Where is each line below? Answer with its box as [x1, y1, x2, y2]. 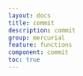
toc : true [8, 56, 41, 64]
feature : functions [8, 41, 73, 49]
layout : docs [8, 11, 51, 20]
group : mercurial [8, 33, 66, 42]
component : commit [8, 48, 69, 56]
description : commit [8, 26, 77, 34]
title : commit [8, 19, 55, 27]
